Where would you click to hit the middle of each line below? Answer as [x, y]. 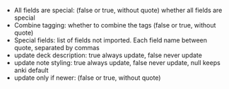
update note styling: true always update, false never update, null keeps [117, 63]
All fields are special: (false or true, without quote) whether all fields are [118, 10]
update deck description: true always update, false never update [108, 55]
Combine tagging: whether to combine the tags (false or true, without [115, 25]
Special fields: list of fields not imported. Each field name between [110, 40]
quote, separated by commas [57, 48]
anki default [31, 70]
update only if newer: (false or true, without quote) [87, 78]
